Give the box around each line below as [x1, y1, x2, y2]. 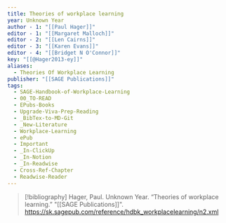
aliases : [7, 62, 33, 69]
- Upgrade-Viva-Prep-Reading [13, 108, 99, 115]
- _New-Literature [13, 121, 68, 128]
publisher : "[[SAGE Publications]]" [7, 75, 114, 83]
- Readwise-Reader [13, 173, 68, 180]
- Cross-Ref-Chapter [13, 166, 74, 174]
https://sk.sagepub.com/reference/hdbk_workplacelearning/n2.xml [24, 208, 219, 216]
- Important [13, 141, 49, 148]
